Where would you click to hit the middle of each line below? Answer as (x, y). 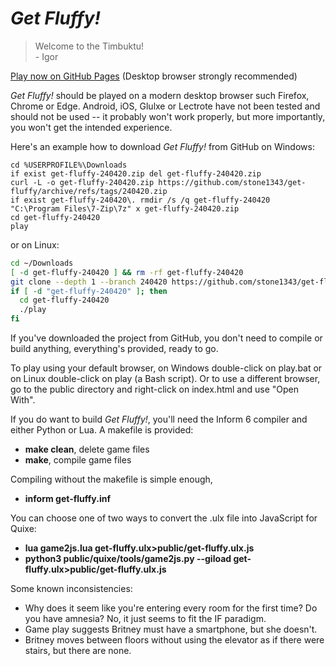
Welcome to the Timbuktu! (89, 46)
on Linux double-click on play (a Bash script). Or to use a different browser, (165, 379)
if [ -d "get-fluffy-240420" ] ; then (89, 291)
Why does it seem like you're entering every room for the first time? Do (171, 608)
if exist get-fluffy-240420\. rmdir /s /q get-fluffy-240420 (140, 200)
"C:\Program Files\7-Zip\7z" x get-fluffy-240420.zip (125, 208)
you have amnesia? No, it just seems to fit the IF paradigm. (145, 619)
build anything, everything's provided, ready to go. (114, 349)
